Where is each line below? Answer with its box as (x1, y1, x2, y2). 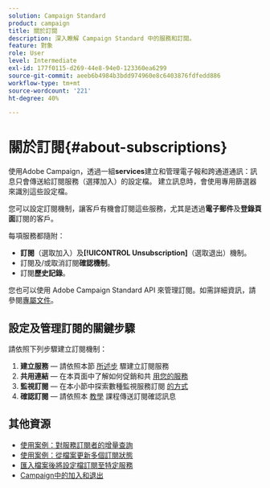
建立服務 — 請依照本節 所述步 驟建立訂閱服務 (19, 362, 170, 370)
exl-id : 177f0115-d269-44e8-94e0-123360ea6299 (8, 64, 167, 72)
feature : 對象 (8, 42, 54, 50)
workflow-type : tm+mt (8, 79, 81, 87)
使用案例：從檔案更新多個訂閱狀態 (19, 450, 133, 460)
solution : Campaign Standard (8, 11, 106, 20)
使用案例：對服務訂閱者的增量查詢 (19, 440, 133, 449)
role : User (8, 49, 45, 57)
